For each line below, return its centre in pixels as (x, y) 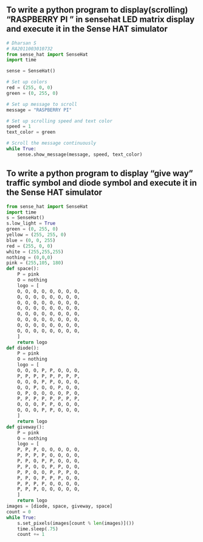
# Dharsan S (21, 43)
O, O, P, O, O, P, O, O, (49, 387)
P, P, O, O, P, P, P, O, (49, 472)
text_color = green (31, 132)
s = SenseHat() (26, 218)
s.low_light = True (31, 224)
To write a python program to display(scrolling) (97, 10)
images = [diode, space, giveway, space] (60, 506)
